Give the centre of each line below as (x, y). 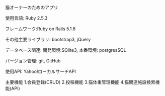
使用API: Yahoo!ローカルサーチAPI (41, 71)
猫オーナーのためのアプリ (32, 7)
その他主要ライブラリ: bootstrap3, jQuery (48, 39)
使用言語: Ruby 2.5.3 (26, 18)
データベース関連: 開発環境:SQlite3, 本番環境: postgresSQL (66, 50)
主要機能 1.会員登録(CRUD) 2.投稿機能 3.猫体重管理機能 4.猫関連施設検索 (80, 82)
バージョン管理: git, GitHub (33, 61)
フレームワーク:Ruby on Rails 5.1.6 (40, 29)
